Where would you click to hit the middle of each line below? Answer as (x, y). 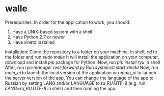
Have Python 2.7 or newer (39, 37)
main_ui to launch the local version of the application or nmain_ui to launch (81, 72)
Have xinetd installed (33, 42)
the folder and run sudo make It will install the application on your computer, (82, 57)
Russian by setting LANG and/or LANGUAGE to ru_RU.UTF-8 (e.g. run (75, 83)
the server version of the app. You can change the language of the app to (79, 78)
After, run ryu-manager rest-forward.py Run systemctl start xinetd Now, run (82, 67)
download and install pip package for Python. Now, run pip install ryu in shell (82, 62)
